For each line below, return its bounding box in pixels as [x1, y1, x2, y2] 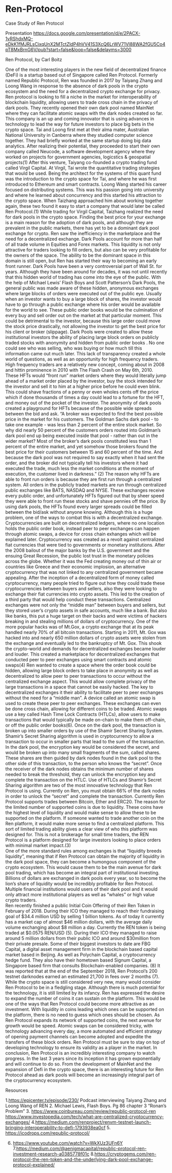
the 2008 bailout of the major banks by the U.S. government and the [5, 547, 150, 553]
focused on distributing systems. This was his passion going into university [5, 186, 164, 193]
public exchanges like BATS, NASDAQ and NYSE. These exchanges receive [5, 487, 165, 493]
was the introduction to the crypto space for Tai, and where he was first [5, 175, 157, 182]
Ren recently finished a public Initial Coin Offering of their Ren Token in [5, 902, 155, 908]
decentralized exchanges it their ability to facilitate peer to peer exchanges [5, 689, 163, 695]
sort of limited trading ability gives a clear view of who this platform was [5, 826, 158, 832]
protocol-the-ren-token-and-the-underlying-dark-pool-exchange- [12, 1156, 154, 1162]
